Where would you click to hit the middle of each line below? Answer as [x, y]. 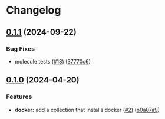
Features [19, 97]
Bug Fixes [21, 49]
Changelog [34, 10]
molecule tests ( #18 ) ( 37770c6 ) [53, 61]
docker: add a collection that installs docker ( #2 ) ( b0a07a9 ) [87, 110]
